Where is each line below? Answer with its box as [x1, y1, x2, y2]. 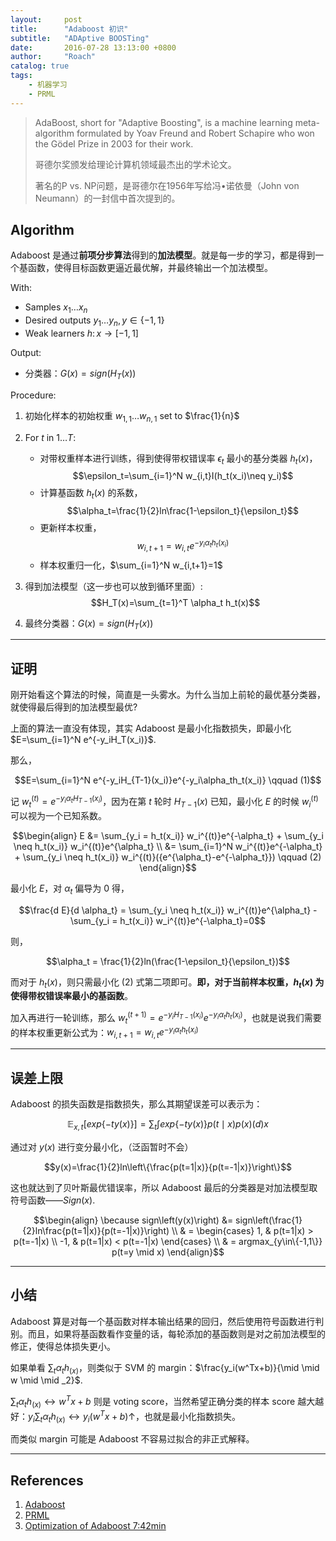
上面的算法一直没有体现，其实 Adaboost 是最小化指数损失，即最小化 [10, 722, 292, 735]
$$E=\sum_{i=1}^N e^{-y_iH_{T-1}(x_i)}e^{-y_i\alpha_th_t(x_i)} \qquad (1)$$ [14, 774, 322, 786]
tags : [10, 71, 33, 81]
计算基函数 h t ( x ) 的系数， [39, 487, 143, 501]
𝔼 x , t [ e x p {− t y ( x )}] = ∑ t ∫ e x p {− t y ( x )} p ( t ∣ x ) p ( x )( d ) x [66, 1118, 270, 1132]
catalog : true [10, 61, 70, 71]
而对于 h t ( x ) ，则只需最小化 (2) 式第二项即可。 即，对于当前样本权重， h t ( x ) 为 [10, 976, 325, 990]
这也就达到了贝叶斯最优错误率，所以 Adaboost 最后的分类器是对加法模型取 [10, 1181, 318, 1193]
